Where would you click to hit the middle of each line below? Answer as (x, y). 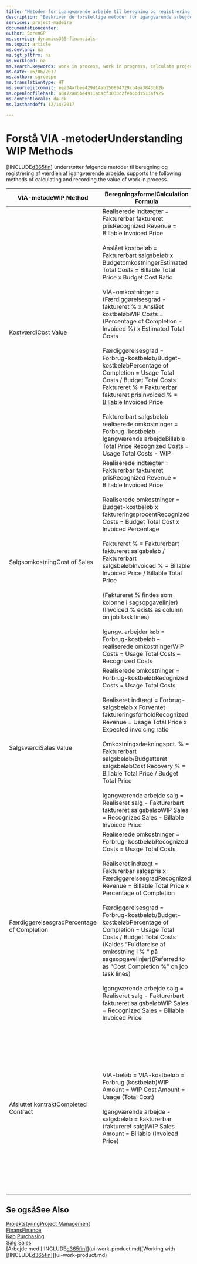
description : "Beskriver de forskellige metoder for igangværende (89, 17)
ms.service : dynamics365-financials (51, 39)
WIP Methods (40, 151)
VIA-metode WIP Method (53, 198)
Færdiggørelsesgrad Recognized (147, 878)
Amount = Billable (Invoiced (140, 1134)
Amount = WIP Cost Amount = (144, 1090)
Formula (147, 201)
